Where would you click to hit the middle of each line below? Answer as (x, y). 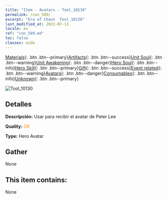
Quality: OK (18, 126)
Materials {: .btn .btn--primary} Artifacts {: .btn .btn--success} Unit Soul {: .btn (84, 57)
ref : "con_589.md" (25, 33)
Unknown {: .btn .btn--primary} (47, 78)
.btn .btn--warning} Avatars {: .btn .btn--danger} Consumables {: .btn (75, 73)
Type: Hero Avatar (25, 136)
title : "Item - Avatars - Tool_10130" (46, 10)
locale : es (17, 29)
